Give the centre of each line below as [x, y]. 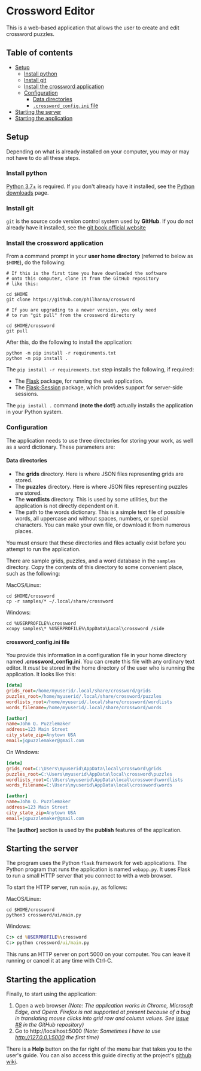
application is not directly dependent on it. [67, 506]
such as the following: [33, 573]
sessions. [27, 394]
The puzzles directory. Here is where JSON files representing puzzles [101, 486]
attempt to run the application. [43, 549]
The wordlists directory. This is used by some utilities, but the [91, 499]
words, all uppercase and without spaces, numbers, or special [92, 518]
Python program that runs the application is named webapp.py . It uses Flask [98, 869]
